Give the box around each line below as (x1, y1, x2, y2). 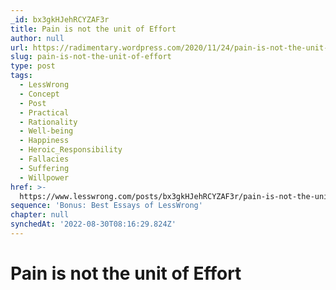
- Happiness (19, 136, 70, 146)
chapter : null (10, 210, 70, 220)
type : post (10, 61, 56, 71)
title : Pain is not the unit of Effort (10, 24, 177, 34)
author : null (10, 33, 65, 43)
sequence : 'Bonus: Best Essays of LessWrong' (10, 201, 203, 211)
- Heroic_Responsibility (19, 145, 123, 155)
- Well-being (19, 126, 74, 136)
